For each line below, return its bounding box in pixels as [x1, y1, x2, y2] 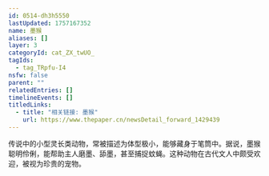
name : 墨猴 [8, 26, 42, 34]
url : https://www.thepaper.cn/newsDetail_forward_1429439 [22, 116, 220, 124]
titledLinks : [8, 101, 52, 109]
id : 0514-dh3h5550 [8, 11, 70, 20]
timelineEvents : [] [8, 94, 74, 102]
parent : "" [8, 78, 45, 86]
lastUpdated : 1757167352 [8, 19, 91, 27]
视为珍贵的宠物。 [29, 158, 86, 168]
